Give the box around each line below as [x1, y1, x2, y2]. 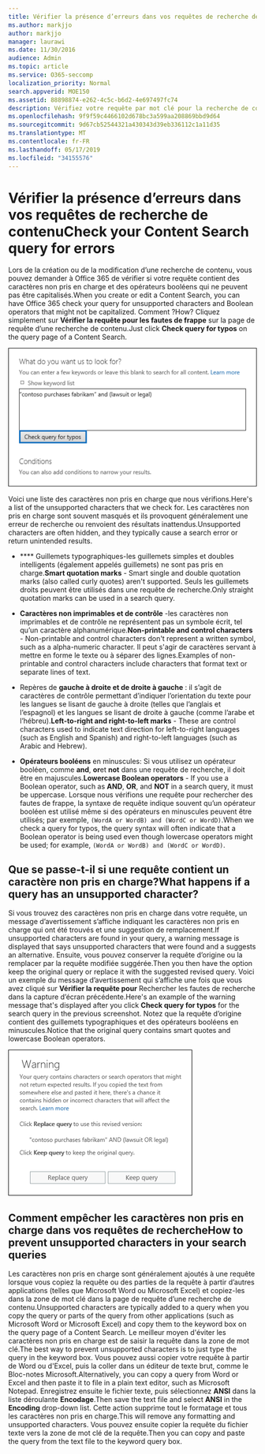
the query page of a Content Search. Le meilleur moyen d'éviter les [8, 1328, 226, 1337]
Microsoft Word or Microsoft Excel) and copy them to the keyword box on [8, 1319, 247, 1329]
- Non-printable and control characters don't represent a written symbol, [19, 633, 256, 643]
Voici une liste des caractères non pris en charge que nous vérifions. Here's [8, 494, 253, 504]
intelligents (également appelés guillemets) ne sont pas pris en [19, 560, 223, 569]
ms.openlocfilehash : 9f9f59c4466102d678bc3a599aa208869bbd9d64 [8, 113, 221, 121]
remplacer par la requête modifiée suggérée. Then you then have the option [8, 959, 253, 968]
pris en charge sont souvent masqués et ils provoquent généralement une [8, 511, 248, 520]
